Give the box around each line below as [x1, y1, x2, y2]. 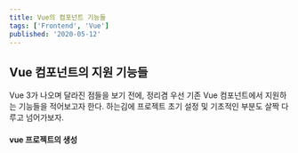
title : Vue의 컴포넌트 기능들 [9, 12, 107, 22]
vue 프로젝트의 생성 [9, 134, 78, 145]
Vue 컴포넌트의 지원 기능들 [9, 64, 149, 80]
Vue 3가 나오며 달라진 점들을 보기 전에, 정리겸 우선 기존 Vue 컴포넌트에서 [9, 90, 263, 101]
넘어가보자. [25, 112, 65, 123]
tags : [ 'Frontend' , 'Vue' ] [9, 21, 109, 30]
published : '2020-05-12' [9, 29, 101, 38]
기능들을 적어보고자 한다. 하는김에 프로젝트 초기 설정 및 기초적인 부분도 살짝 [18, 101, 280, 112]
